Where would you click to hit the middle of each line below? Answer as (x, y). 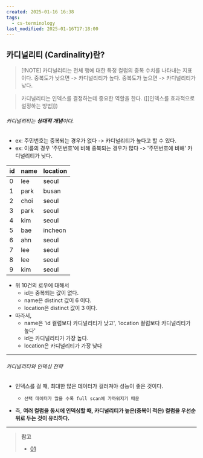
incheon (55, 230)
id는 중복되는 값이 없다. (51, 293)
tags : (13, 18)
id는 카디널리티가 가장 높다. (56, 338)
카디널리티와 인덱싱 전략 (35, 366)
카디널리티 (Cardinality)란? (56, 55)
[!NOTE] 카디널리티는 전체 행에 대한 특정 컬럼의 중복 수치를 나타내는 (101, 71)
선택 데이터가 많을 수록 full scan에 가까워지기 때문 (82, 399)
